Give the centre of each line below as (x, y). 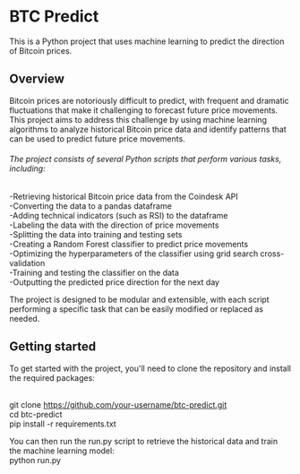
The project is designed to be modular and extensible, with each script (140, 299)
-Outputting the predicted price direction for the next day (115, 282)
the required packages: (52, 377)
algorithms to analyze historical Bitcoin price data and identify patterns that (148, 129)
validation (27, 263)
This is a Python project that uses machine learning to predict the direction (147, 41)
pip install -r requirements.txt (63, 424)
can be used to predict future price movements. (97, 138)
